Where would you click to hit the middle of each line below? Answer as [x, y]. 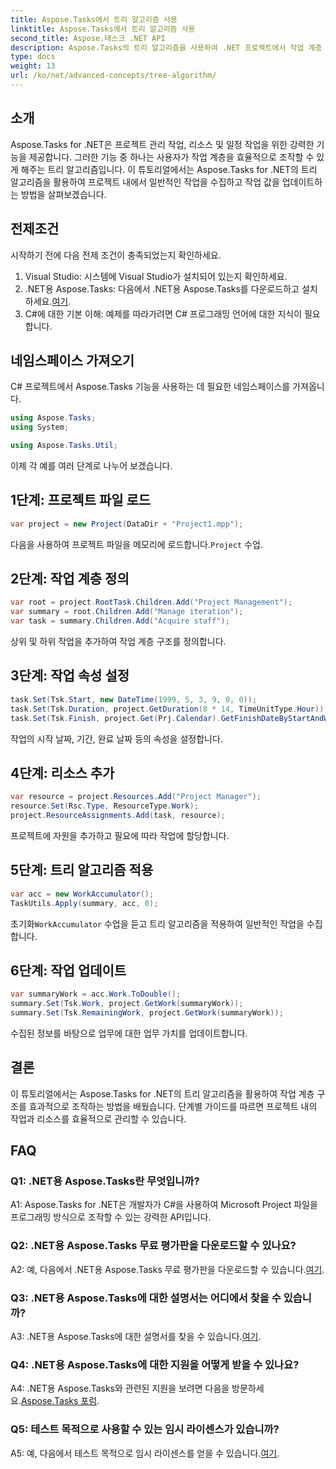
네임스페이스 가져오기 [72, 360]
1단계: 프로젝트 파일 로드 [81, 500]
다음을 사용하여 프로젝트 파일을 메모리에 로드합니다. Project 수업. [136, 544]
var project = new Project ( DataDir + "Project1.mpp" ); [127, 524]
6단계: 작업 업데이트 [68, 970]
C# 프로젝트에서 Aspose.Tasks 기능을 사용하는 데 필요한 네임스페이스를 [150, 387]
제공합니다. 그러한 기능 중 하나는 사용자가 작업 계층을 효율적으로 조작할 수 [171, 157]
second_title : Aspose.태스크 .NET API [88, 38]
